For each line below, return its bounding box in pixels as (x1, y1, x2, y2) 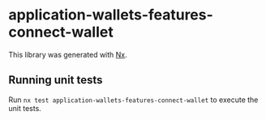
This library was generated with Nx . (8, 49, 127, 59)
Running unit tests (8, 73, 103, 87)
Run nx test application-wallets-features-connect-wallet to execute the (8, 95, 259, 105)
